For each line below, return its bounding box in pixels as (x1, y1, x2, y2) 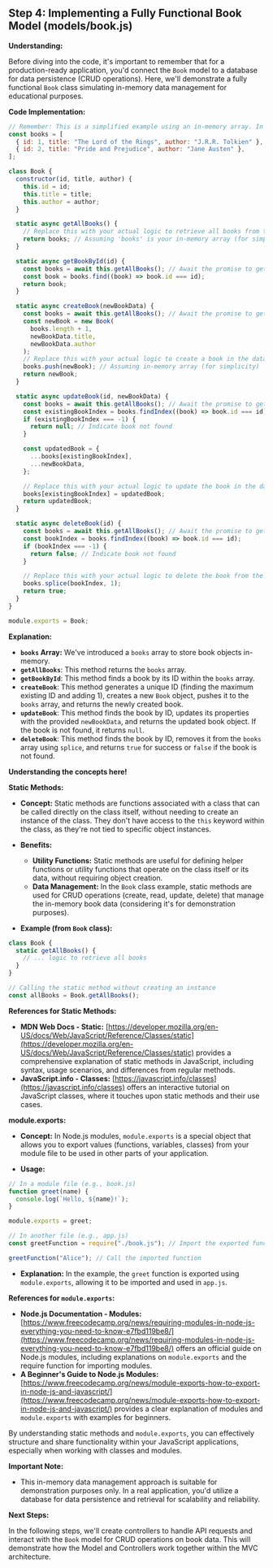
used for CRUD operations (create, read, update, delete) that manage (32, 890, 264, 900)
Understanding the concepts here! (8, 767, 128, 776)
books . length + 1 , (29, 324, 93, 332)
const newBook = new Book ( (23, 317, 115, 326)
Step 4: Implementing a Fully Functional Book (8, 7, 242, 20)
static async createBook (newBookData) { (15, 302, 154, 311)
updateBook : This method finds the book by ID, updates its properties (19, 707, 249, 718)
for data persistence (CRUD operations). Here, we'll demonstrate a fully (8, 73, 248, 84)
